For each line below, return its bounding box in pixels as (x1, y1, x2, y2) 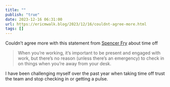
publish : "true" (5, 12, 40, 17)
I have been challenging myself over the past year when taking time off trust (5, 70, 165, 76)
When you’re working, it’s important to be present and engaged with (17, 50, 161, 56)
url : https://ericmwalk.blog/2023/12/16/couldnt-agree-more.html (5, 21, 147, 27)
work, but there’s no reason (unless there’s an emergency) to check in (17, 55, 164, 61)
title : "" (5, 7, 26, 13)
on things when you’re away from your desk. (17, 61, 111, 67)
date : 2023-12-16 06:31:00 (5, 17, 63, 22)
